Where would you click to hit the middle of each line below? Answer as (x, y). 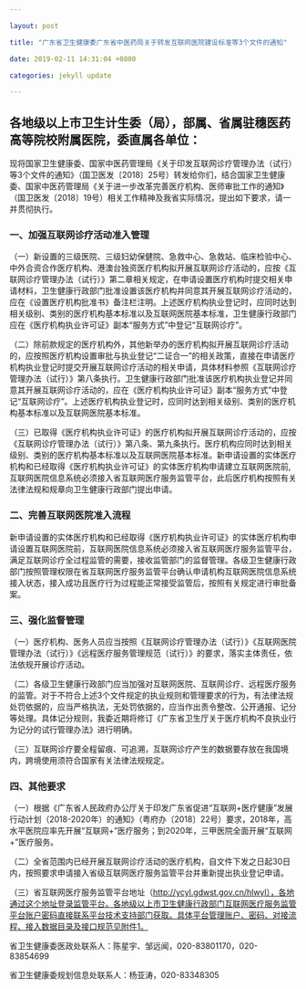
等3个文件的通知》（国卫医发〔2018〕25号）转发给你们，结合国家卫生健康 (148, 175)
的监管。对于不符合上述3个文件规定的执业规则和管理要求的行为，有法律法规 (152, 695)
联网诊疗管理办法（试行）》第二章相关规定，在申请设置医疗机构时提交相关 (147, 279)
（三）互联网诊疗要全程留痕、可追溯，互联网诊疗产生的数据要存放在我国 (145, 749)
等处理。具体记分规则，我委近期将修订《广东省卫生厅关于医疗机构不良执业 (149, 718)
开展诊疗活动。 (61, 664)
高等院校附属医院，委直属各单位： (105, 139)
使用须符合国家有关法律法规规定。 (105, 760)
